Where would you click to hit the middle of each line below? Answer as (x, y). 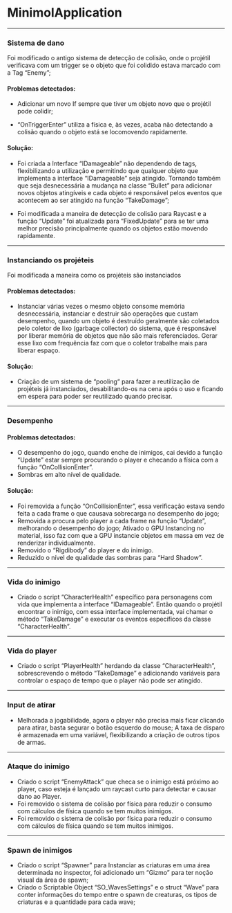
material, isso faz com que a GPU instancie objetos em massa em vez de (120, 535)
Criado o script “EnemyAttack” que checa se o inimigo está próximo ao (118, 781)
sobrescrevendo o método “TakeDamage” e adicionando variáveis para (118, 674)
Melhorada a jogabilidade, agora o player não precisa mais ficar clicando (120, 720)
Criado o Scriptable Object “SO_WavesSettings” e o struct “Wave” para (118, 887)
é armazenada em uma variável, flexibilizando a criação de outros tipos (118, 734)
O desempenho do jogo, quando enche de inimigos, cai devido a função (120, 453)
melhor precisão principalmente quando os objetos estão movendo (113, 228)
